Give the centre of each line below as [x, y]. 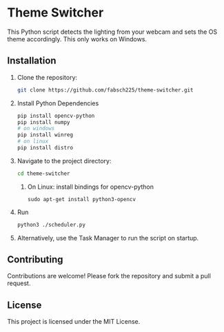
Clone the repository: [47, 77]
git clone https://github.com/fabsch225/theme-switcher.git [105, 90]
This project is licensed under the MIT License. [74, 322]
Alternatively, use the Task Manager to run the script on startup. [108, 238]
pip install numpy [43, 122]
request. [19, 283]
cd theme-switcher [43, 174]
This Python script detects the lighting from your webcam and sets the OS [112, 32]
